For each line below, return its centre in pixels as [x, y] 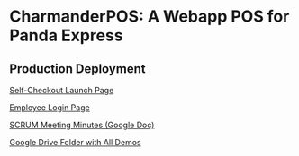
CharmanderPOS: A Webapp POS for [149, 17]
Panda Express [66, 35]
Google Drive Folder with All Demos [75, 142]
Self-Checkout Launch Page [62, 90]
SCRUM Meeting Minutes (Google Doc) [82, 125]
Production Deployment [77, 69]
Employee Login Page [50, 108]
